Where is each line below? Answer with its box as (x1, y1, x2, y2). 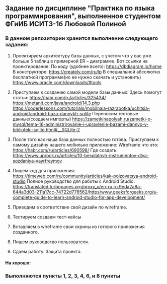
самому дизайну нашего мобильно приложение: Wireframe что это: (12, 141, 158, 148)
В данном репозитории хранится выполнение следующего (5, 35, 158, 42)
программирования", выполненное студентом (5, 12, 161, 21)
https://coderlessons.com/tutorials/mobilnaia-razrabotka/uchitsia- (12, 105, 150, 111)
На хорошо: (5, 260, 31, 266)
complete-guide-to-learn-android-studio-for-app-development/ (12, 194, 145, 200)
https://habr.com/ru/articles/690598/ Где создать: (12, 147, 118, 153)
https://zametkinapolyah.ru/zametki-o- (72, 116, 152, 122)
